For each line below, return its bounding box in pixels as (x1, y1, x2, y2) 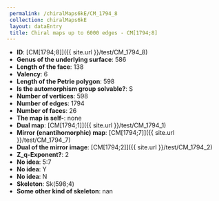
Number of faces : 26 (16, 107, 77, 115)
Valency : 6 (16, 70, 48, 78)
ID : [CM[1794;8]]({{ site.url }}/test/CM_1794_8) (16, 48, 148, 56)
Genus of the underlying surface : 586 (16, 56, 127, 64)
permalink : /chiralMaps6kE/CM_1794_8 (9, 10, 118, 17)
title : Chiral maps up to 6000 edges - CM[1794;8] (9, 29, 158, 36)
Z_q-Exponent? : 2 (16, 151, 70, 159)
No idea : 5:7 (16, 158, 52, 166)
